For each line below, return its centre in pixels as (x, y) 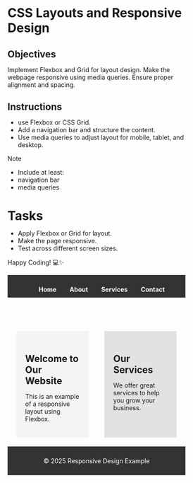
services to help (136, 392)
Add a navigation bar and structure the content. (87, 129)
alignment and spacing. (41, 85)
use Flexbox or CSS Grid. (54, 122)
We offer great (134, 385)
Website (44, 381)
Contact (153, 290)
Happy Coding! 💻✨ (36, 262)
